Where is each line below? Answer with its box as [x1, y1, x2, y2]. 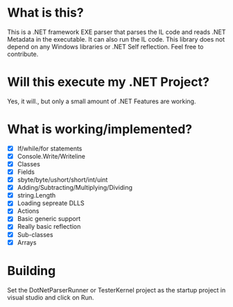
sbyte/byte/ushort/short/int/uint [17, 175, 108, 184]
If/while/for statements [17, 144, 83, 152]
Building [7, 263, 56, 279]
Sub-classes [17, 230, 53, 238]
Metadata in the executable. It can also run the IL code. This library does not [7, 35, 225, 43]
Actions [17, 207, 40, 216]
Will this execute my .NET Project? [7, 74, 210, 90]
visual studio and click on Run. [7, 293, 94, 301]
